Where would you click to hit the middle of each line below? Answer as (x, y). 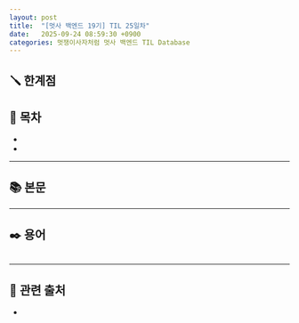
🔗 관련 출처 (38, 290)
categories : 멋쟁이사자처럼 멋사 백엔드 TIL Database (100, 42)
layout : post (33, 17)
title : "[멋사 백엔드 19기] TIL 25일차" (80, 26)
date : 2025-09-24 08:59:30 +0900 (75, 34)
